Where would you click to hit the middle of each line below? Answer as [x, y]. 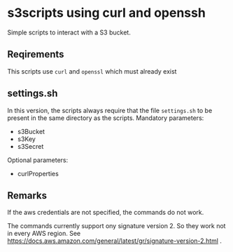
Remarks [27, 195]
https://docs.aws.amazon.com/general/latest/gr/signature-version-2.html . [115, 241]
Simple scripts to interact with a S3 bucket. [69, 32]
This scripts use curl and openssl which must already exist [92, 71]
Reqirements [36, 54]
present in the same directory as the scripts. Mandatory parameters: [106, 118]
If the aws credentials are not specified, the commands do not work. [106, 213]
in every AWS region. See [44, 234]
